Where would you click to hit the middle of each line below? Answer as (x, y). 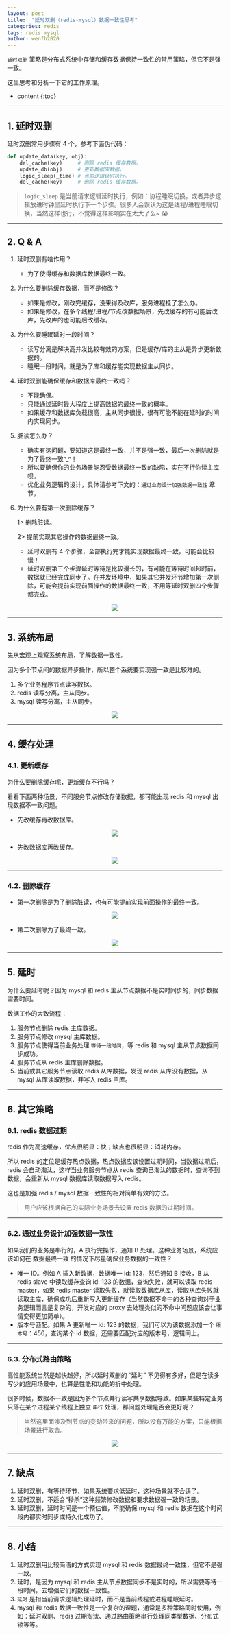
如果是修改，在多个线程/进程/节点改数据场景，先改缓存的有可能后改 (122, 311)
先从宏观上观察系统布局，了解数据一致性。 (67, 655)
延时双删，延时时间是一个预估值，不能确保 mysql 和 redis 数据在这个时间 (120, 1508)
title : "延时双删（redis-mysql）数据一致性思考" (73, 20)
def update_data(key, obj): (47, 156)
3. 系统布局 (30, 637)
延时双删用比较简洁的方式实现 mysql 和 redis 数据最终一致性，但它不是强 (120, 1564)
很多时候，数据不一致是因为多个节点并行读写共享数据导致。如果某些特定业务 (115, 1398)
